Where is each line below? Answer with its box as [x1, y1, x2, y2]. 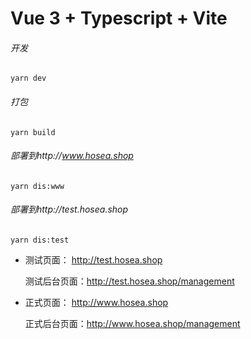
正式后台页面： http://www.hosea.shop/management [24, 318, 241, 329]
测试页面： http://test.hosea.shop [24, 254, 163, 266]
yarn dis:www [10, 181, 65, 191]
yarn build [10, 127, 56, 137]
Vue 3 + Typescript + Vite [10, 7, 228, 30]
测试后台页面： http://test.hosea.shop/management [24, 275, 235, 287]
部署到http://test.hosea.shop [10, 203, 129, 216]
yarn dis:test [10, 235, 70, 245]
